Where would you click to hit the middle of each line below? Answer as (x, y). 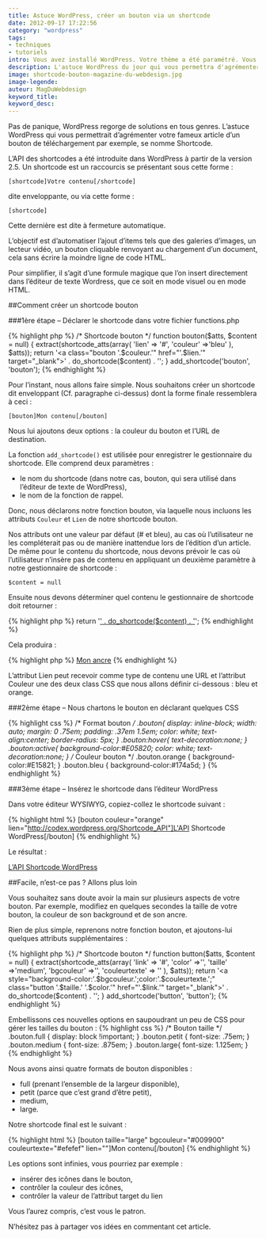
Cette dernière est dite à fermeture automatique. (87, 226)
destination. (27, 440)
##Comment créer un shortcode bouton (73, 305)
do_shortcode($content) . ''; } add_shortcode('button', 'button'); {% (118, 996)
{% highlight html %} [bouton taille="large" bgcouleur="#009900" (116, 1140)
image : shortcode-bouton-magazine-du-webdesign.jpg (95, 74)
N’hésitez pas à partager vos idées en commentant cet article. (110, 1227)
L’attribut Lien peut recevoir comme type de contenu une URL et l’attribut (127, 676)
